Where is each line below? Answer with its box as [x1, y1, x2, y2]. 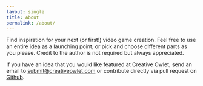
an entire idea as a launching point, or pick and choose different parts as [6, 43, 188, 50]
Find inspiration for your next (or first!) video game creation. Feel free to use [6, 37, 196, 44]
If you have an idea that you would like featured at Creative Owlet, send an [6, 61, 193, 68]
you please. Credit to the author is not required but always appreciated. [6, 49, 184, 57]
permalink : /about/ [6, 20, 56, 26]
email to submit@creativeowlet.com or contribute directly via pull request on [6, 67, 197, 75]
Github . [6, 73, 25, 81]
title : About [6, 14, 39, 20]
